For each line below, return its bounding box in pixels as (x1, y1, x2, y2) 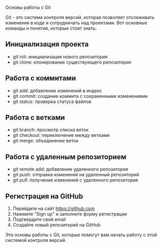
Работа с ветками (5, 113, 65, 122)
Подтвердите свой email (12, 216, 66, 222)
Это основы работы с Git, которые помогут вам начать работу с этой (5, 232, 157, 238)
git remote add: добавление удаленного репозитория (12, 166, 129, 172)
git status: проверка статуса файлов (12, 98, 91, 105)
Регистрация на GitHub (5, 192, 83, 200)
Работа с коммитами (5, 74, 76, 82)
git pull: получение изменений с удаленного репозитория (12, 177, 138, 183)
